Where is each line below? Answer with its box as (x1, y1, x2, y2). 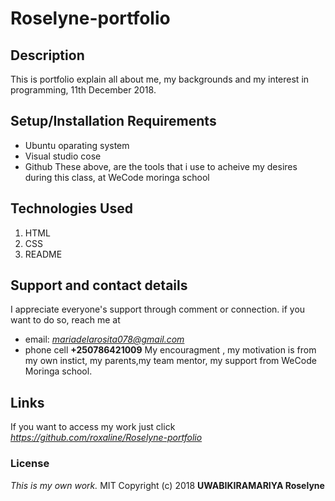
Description (10, 47, 85, 64)
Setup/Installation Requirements (10, 113, 217, 130)
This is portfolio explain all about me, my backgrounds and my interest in (10, 73, 310, 85)
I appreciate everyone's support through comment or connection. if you (10, 303, 306, 316)
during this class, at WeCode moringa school (24, 171, 210, 183)
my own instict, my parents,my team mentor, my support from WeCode (24, 355, 317, 367)
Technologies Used (10, 200, 133, 217)
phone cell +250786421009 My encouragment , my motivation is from (24, 344, 317, 356)
